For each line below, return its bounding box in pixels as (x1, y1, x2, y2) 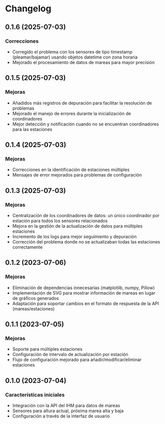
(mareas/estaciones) (12, 305, 55, 311)
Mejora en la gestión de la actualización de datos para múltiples (12, 223, 143, 229)
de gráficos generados (12, 295, 59, 301)
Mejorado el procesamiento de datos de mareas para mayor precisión (12, 59, 155, 65)
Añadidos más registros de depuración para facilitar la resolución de (12, 100, 152, 106)
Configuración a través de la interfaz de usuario (12, 413, 110, 419)
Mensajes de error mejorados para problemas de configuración (12, 172, 142, 178)
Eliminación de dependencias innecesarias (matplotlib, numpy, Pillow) (12, 285, 155, 291)
